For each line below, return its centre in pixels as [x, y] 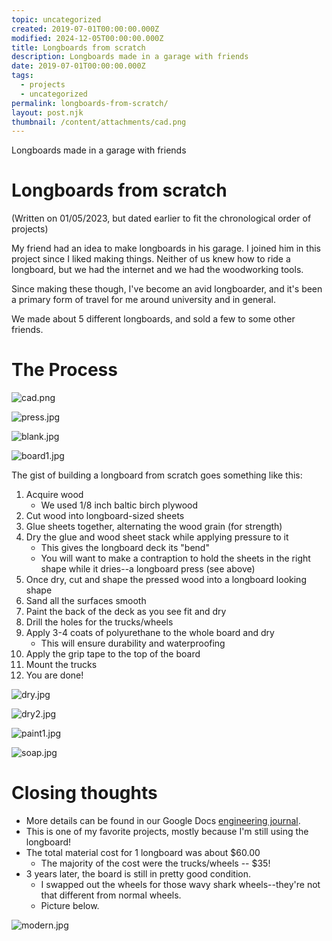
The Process [64, 370]
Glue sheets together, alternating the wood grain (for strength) [154, 527]
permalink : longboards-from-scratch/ [90, 103]
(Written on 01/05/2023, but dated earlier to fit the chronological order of [161, 218]
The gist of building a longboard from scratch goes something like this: [157, 475]
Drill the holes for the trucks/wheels [99, 622]
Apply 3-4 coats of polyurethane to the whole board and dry [150, 633]
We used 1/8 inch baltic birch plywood [119, 505]
